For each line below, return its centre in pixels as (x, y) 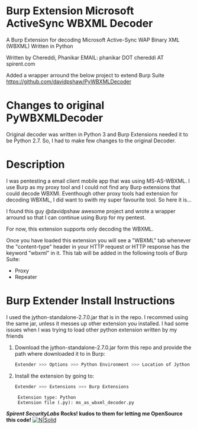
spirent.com (21, 64)
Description (35, 165)
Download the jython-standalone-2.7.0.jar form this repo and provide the (103, 347)
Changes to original (55, 105)
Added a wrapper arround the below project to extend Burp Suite (85, 75)
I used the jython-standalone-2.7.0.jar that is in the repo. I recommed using (97, 317)
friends (15, 336)
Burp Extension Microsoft (70, 11)
